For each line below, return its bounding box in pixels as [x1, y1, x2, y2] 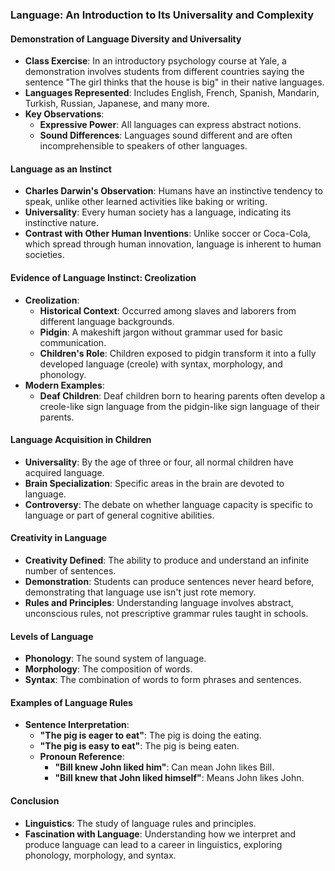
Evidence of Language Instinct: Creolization [10, 271, 197, 283]
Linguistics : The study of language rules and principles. [24, 817, 257, 829]
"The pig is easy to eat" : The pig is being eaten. [39, 740, 240, 752]
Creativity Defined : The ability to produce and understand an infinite [24, 554, 310, 566]
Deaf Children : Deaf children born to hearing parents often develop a [39, 389, 326, 402]
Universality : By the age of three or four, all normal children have [24, 456, 294, 468]
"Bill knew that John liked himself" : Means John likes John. [54, 772, 305, 784]
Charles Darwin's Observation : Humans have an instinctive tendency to [24, 185, 323, 197]
